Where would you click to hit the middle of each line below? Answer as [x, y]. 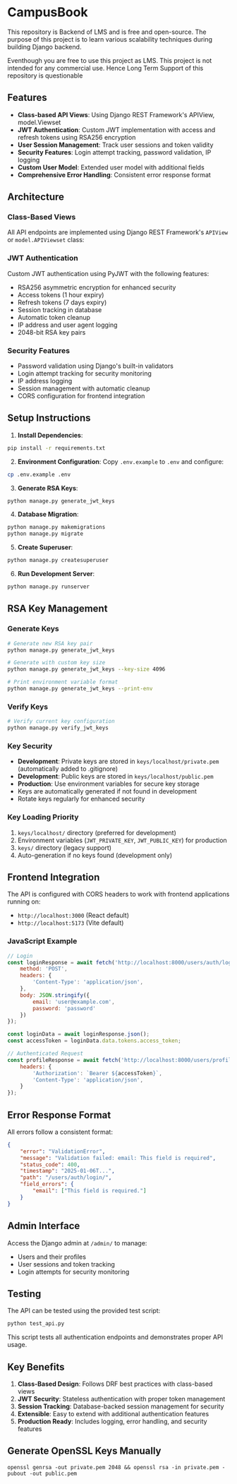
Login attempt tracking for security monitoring [84, 373]
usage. [17, 1345]
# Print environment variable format [63, 682]
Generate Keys [33, 629]
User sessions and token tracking [66, 1264]
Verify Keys [28, 707]
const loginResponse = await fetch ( [61, 962]
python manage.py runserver [49, 587]
